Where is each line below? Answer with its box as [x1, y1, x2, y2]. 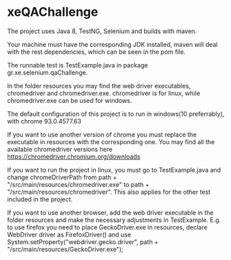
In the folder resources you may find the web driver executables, [7, 81, 191, 90]
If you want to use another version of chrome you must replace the [7, 130, 197, 139]
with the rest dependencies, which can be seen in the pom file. [7, 48, 186, 56]
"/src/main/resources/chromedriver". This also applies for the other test [7, 188, 211, 196]
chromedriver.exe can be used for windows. [7, 96, 132, 104]
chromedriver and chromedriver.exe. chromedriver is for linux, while [7, 89, 201, 97]
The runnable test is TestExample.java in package [7, 61, 148, 69]
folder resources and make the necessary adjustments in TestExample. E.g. [7, 215, 221, 224]
